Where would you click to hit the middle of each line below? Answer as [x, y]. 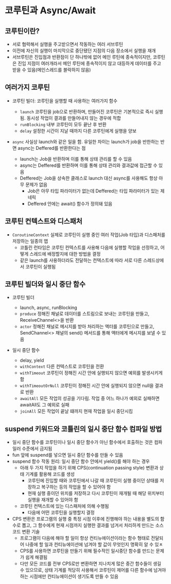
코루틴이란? [22, 31]
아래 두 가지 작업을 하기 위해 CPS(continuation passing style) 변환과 [89, 468]
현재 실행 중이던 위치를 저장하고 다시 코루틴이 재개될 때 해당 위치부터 [96, 493]
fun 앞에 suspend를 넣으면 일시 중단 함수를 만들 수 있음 [68, 455]
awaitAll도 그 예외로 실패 [45, 405]
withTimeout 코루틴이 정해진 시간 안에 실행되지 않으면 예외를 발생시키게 [91, 373]
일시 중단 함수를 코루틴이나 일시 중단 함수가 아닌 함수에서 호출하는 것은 [82, 442]
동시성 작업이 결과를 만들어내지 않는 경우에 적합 [74, 118]
